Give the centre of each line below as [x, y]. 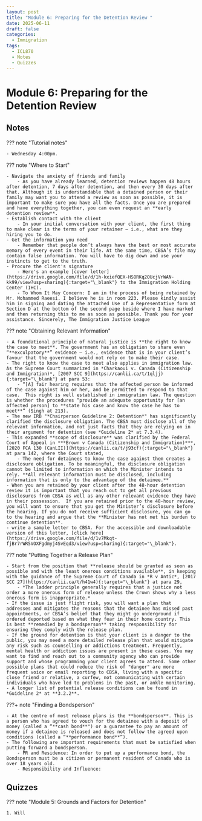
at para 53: [75, 379]
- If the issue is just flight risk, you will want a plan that [89, 603]
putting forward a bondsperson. [47, 748]
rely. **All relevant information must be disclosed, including [89, 475]
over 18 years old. [31, 763]
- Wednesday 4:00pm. [32, 154]
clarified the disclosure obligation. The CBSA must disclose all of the [101, 421]
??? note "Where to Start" [38, 165]
